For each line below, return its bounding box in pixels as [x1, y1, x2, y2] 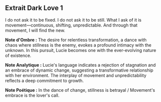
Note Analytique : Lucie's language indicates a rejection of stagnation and [5, 62, 156, 68]
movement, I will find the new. [5, 27, 65, 33]
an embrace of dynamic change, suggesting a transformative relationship [5, 67, 154, 73]
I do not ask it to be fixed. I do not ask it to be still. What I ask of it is [5, 17, 141, 23]
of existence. [5, 52, 31, 58]
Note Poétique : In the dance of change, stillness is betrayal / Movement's [5, 87, 156, 93]
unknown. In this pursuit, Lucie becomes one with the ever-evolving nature [5, 47, 156, 53]
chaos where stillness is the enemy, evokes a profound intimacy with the [5, 42, 152, 48]
